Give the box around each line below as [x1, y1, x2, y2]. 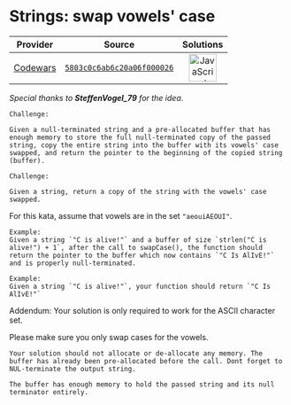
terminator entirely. [9, 387, 89, 396]
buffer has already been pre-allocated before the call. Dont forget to [9, 356, 283, 365]
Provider [16, 38, 54, 51]
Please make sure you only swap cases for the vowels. [9, 331, 209, 342]
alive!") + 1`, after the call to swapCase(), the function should [9, 243, 264, 252]
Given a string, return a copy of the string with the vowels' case [9, 187, 267, 196]
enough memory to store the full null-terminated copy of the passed [9, 133, 272, 142]
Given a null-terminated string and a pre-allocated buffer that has [9, 125, 272, 134]
